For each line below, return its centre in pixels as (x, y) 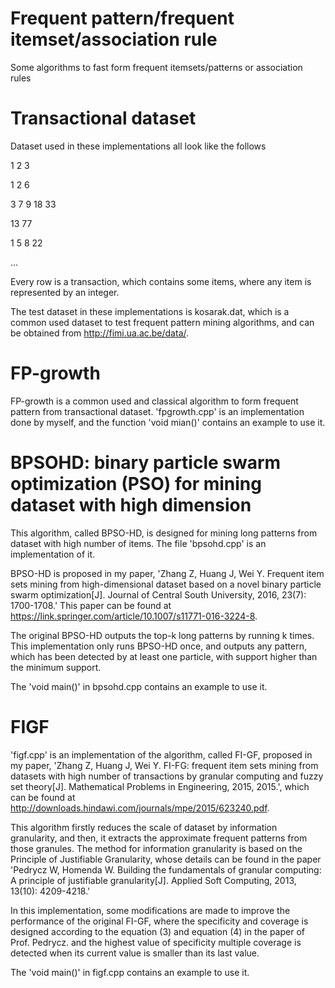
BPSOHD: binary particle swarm (146, 463)
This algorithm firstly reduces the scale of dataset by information (144, 827)
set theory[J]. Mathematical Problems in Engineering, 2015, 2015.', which (160, 786)
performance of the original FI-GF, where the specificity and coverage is (159, 921)
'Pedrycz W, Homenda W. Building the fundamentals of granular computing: (166, 869)
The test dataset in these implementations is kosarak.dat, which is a (150, 311)
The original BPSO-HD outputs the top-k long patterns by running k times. (162, 635)
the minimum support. (56, 667)
